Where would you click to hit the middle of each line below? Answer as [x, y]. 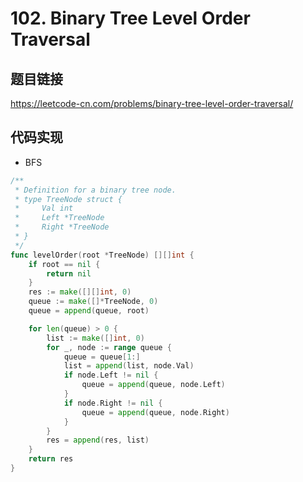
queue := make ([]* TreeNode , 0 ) [93, 302]
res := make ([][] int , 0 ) [80, 292]
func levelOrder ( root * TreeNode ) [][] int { [102, 255]
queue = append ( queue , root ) [89, 311]
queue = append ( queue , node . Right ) [155, 412]
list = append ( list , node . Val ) [129, 366]
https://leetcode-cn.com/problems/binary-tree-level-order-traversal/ [152, 103]
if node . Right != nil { [113, 403]
